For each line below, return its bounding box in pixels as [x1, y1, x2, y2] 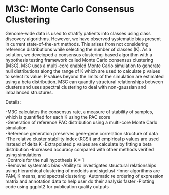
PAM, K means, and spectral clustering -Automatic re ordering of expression [5, 173, 164, 179]
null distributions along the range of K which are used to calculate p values [5, 68, 160, 74]
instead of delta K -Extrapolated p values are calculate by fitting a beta [5, 141, 152, 147]
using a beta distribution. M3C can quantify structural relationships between [5, 79, 163, 85]
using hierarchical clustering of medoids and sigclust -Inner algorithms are [5, 167, 160, 174]
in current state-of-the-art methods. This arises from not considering [5, 41, 149, 47]
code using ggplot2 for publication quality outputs [5, 183, 109, 189]
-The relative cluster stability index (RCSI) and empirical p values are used [5, 136, 159, 142]
